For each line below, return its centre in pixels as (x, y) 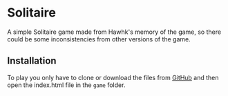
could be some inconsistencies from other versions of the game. (99, 39)
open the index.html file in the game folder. (66, 85)
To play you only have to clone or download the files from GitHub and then (113, 77)
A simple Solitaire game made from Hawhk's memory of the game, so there (114, 32)
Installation (32, 61)
